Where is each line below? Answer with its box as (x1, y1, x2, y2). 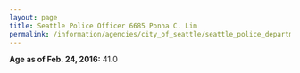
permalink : (9, 29, 50, 38)
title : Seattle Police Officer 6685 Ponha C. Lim (9, 21, 198, 30)
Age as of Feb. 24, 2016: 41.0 (9, 54, 119, 65)
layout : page (9, 12, 58, 22)
